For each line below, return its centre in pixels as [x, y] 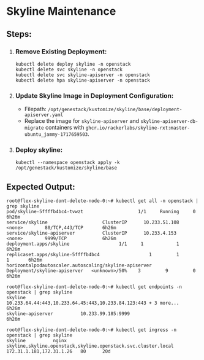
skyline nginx [37, 341]
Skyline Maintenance [61, 11]
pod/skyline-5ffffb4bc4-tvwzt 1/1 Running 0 [101, 212]
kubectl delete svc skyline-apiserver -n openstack [82, 75]
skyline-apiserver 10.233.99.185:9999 [68, 314]
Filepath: [36, 109]
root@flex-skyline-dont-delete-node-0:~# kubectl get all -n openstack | [103, 201]
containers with [65, 128]
